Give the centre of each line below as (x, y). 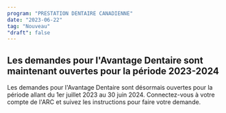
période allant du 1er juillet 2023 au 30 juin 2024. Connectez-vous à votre (111, 95)
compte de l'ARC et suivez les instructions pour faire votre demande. (104, 102)
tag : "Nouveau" (29, 26)
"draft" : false (29, 33)
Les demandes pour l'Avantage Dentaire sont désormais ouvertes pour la (110, 88)
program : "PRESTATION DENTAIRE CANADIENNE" (70, 13)
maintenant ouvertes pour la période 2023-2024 (113, 71)
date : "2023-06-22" (35, 20)
